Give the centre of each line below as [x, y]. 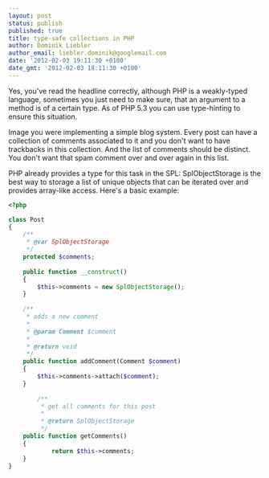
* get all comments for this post [98, 407]
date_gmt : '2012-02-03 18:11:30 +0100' [75, 68]
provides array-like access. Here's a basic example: [94, 190]
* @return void [52, 346]
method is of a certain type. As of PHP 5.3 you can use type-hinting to [124, 108]
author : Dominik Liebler [50, 46]
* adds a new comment [62, 317]
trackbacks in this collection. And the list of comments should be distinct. [129, 149]
